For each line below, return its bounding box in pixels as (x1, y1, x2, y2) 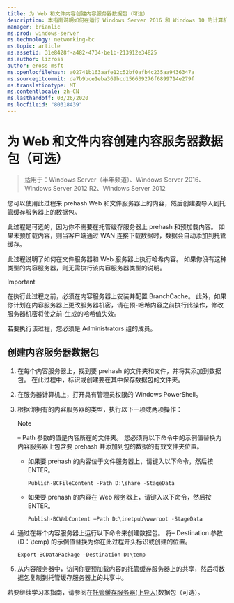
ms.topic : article (7, 43, 61, 50)
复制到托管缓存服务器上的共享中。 (29, 573, 127, 581)
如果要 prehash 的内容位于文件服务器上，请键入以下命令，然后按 (27, 457, 214, 465)
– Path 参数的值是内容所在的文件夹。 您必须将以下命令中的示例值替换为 (17, 433, 222, 442)
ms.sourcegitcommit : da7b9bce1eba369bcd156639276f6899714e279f (7, 75, 195, 82)
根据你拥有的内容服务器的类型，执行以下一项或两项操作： (17, 405, 182, 413)
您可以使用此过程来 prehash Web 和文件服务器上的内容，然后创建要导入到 (7, 198, 220, 207)
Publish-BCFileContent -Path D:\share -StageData (27, 479, 175, 486)
